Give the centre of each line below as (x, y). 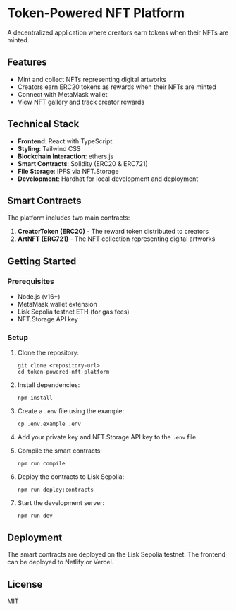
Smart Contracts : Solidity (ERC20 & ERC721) (82, 163)
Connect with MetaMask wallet (62, 94)
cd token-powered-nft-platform (63, 372)
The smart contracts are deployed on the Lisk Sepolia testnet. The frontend (117, 554)
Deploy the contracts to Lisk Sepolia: (71, 477)
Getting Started (42, 261)
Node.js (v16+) (39, 297)
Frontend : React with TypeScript (65, 141)
